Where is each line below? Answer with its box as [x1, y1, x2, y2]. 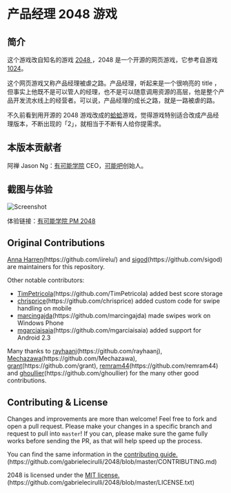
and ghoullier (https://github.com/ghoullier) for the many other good [7, 369, 199, 378]
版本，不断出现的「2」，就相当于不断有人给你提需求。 [12, 120, 165, 128]
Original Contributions [7, 237, 106, 249]
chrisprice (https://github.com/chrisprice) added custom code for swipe [17, 297, 221, 305]
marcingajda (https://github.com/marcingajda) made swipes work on [17, 312, 211, 320]
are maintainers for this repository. [7, 263, 106, 271]
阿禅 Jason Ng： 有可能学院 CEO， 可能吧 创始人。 [7, 161, 148, 169]
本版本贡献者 [7, 142, 62, 154]
